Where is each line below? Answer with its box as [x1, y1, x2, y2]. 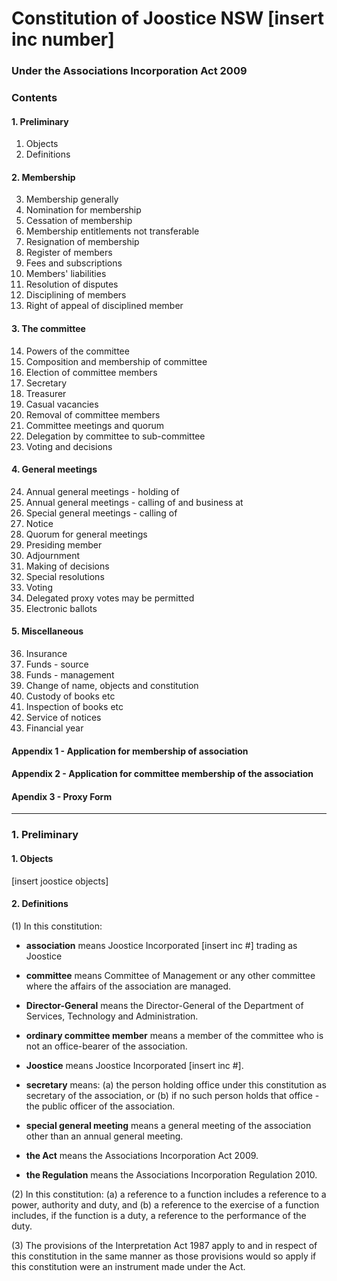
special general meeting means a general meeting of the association [25, 1119, 312, 1131]
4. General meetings [11, 463, 98, 476]
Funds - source [25, 658, 89, 671]
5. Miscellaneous [11, 625, 84, 637]
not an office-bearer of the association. [25, 1040, 188, 1052]
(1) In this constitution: [11, 920, 103, 932]
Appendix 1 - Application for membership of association [11, 745, 249, 757]
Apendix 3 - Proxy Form [11, 790, 113, 802]
